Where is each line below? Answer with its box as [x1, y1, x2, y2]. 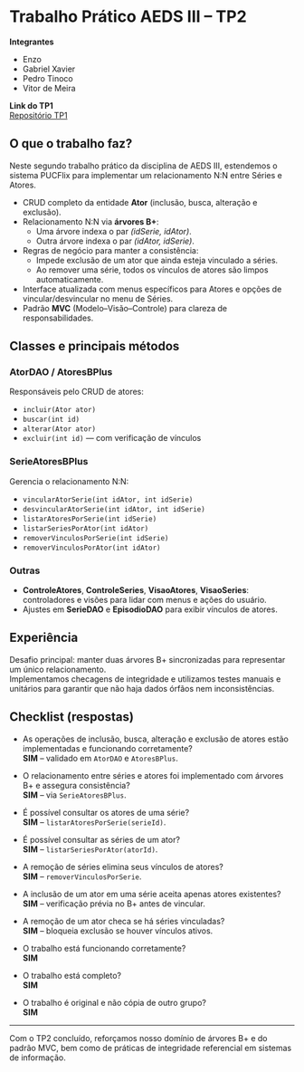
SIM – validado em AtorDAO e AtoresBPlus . [22, 752, 178, 763]
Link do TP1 [9, 100, 54, 110]
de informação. [9, 1052, 66, 1063]
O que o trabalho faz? [9, 136, 133, 151]
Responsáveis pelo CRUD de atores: [9, 387, 145, 397]
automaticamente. [35, 273, 104, 284]
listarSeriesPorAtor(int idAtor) [22, 523, 149, 533]
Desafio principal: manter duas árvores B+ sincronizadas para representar [9, 654, 286, 665]
